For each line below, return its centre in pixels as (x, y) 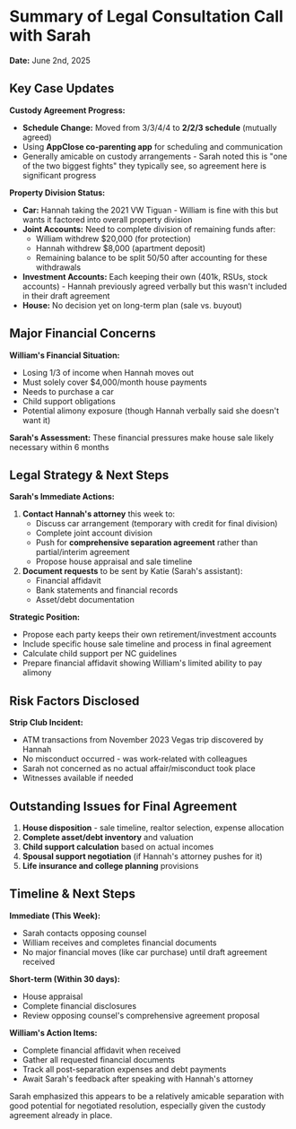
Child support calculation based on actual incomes (118, 847)
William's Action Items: (53, 1032)
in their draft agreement (66, 295)
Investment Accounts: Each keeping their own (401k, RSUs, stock (145, 276)
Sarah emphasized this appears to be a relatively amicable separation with (147, 1096)
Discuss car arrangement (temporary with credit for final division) (157, 524)
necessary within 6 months (59, 447)
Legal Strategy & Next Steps (89, 475)
